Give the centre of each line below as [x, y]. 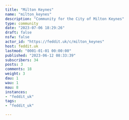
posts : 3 [14, 64]
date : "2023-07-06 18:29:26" [35, 28]
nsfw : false [17, 37]
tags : [11, 101]
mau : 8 [12, 87]
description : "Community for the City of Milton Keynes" [65, 19]
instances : [16, 92]
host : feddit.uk [22, 46]
